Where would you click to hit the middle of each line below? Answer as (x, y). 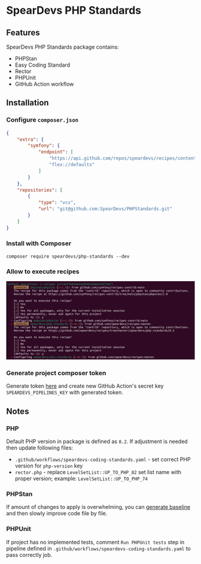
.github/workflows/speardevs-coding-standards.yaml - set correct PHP (103, 459)
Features (23, 33)
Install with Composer (39, 243)
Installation (28, 103)
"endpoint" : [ (56, 152)
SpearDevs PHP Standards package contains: (63, 47)
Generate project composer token (56, 373)
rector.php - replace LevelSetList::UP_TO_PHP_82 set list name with (98, 472)
